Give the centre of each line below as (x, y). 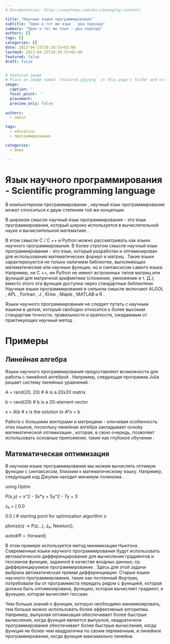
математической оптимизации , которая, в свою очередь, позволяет (80, 433)
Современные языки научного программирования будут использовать (83, 551)
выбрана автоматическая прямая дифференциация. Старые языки (78, 573)
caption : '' (23, 89)
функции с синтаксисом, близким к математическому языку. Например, (84, 472)
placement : (21, 99)
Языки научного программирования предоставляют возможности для (82, 372)
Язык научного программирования (84, 180)
